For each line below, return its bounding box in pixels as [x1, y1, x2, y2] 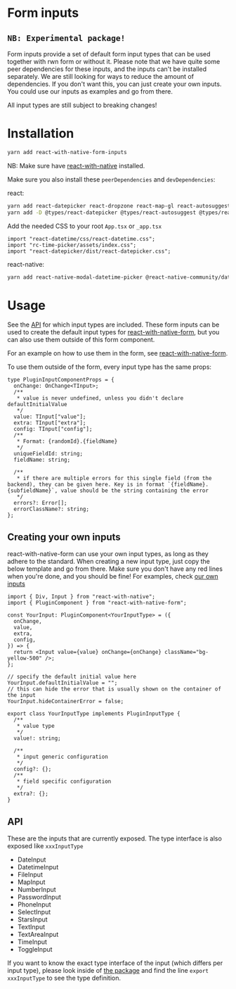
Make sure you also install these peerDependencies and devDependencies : [7, 175, 216, 184]
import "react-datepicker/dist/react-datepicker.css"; [7, 248, 171, 255]
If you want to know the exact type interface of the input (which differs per [7, 959, 223, 967]
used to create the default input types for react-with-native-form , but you [7, 328, 220, 336]
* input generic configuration [16, 753, 109, 761]
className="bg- [164, 649, 209, 656]
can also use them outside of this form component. [7, 336, 155, 344]
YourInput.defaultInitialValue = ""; [7, 679, 118, 687]
